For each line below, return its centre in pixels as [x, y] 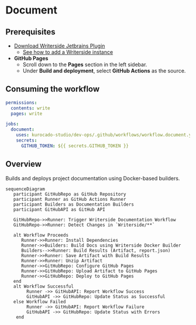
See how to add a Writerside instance [68, 52]
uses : [23, 135]
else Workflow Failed [39, 302]
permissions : [21, 102]
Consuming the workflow [53, 89]
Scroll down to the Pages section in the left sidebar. [85, 64]
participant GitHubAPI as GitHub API [59, 209]
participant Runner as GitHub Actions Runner [70, 199]
